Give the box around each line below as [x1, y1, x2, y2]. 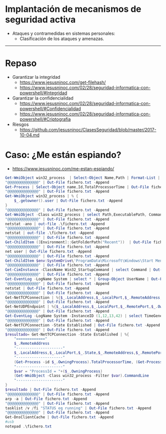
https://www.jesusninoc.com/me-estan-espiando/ [12, 165, 115, 171]
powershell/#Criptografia [19, 116, 71, 122]
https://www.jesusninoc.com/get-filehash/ [19, 79, 106, 85]
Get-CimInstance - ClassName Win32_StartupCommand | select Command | [5, 268, 152, 272]
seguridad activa [5, 14, 76, 25]
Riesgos [12, 121, 29, 127]
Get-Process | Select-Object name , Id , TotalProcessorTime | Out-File [5, 184, 149, 189]
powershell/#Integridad [19, 90, 68, 96]
